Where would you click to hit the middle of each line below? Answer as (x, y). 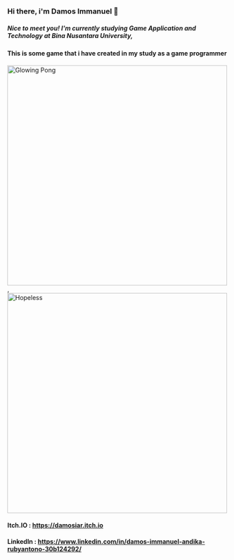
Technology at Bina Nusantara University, (70, 35)
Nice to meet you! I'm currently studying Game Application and (102, 28)
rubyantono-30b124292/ (45, 549)
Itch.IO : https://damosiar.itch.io (56, 525)
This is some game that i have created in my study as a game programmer (117, 53)
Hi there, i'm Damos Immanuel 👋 (63, 11)
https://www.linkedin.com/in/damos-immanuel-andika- (121, 541)
